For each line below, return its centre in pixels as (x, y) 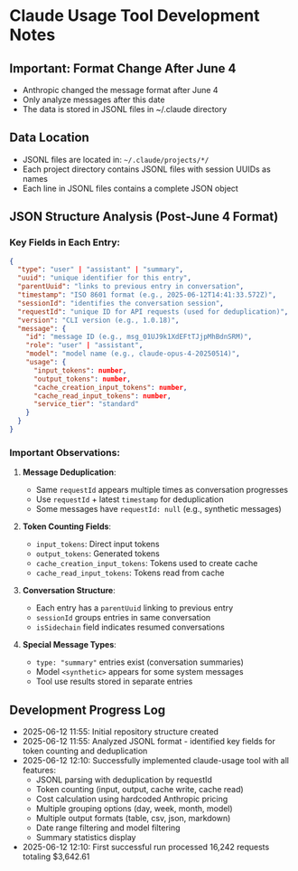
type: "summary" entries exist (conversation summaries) (140, 662)
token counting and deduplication (85, 751)
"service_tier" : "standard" (86, 404)
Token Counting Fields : (66, 526)
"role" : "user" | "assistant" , (84, 346)
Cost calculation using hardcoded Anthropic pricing (132, 799)
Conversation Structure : (69, 591)
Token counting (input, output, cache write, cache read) (140, 789)
